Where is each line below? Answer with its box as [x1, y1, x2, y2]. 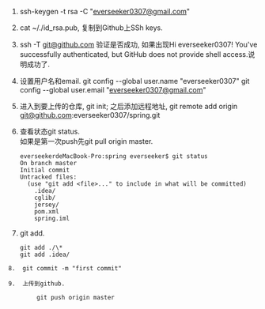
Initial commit [19, 166, 70, 174]
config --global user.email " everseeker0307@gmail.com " [19, 85, 206, 94]
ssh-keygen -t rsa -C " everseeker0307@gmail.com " [19, 7, 191, 16]
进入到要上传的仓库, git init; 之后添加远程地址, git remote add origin [19, 102, 238, 111]
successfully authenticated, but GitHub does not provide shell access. [19, 50, 248, 58]
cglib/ [34, 194, 56, 202]
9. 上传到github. [8, 280, 66, 288]
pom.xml [34, 208, 59, 216]
